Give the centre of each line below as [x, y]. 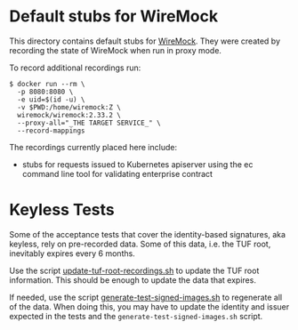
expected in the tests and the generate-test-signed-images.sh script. [136, 316]
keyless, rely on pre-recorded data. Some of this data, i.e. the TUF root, [140, 244]
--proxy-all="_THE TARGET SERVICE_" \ [89, 123]
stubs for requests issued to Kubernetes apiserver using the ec [137, 164]
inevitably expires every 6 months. [72, 253]
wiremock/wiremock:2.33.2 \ [69, 115]
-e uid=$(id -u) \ [52, 100]
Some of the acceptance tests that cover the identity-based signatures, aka [148, 234]
